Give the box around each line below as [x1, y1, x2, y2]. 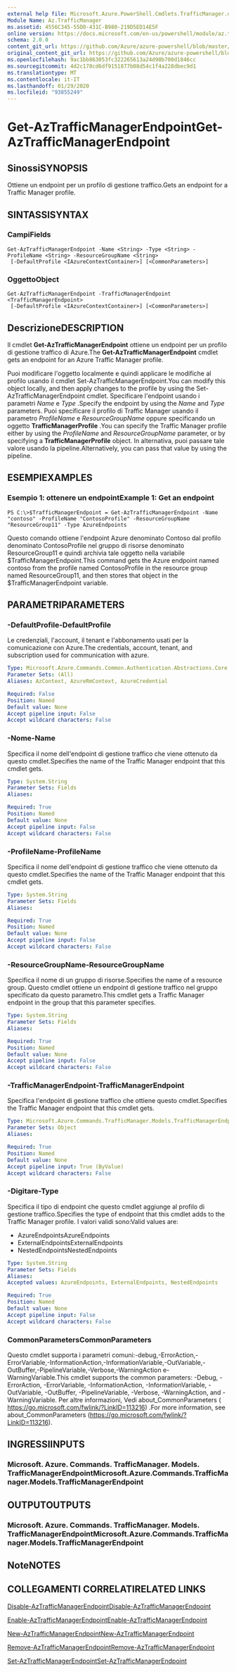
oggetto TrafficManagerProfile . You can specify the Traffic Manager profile [7, 421, 227, 430]
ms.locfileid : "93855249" [7, 89, 83, 96]
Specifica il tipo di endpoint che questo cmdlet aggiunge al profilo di [7, 1202, 205, 1211]
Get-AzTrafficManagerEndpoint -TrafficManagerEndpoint [7, 290, 171, 298]
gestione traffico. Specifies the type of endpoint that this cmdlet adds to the [7, 1209, 225, 1218]
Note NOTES [7, 1559, 61, 1571]
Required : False [7, 690, 55, 697]
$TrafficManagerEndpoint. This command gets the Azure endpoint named [7, 556, 219, 564]
